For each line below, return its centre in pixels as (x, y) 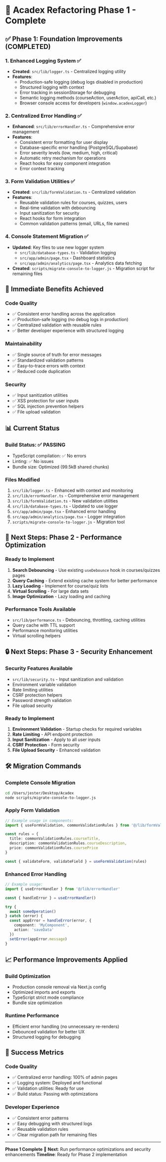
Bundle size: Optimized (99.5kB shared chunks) (61, 466)
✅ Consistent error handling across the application (64, 314)
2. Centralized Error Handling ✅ (43, 116)
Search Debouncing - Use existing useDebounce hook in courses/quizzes (86, 570)
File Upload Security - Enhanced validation (56, 750)
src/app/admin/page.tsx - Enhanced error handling (64, 511)
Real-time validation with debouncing (58, 208)
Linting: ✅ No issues (33, 461)
